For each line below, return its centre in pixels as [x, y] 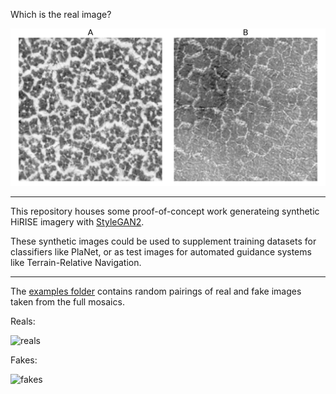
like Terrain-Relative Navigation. [76, 262]
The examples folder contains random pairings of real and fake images [156, 291]
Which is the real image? [61, 14]
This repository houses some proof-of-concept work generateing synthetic [165, 211]
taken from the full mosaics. [67, 302]
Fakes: [24, 360]
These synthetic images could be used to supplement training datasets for [163, 241]
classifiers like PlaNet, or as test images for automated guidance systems [161, 252]
